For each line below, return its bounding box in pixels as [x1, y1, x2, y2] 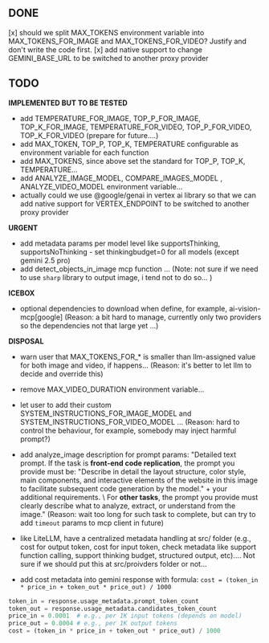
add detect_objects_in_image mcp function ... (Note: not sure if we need [19, 264, 259, 274]
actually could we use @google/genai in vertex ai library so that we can [19, 190, 257, 200]
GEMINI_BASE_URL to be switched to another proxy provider [8, 53, 209, 63]
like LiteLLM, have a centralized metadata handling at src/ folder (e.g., [19, 533, 251, 543]
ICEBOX [8, 288, 35, 298]
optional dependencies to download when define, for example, [19, 303, 227, 313]
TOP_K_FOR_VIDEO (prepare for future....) [19, 130, 159, 140]
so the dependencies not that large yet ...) [19, 320, 159, 330]
